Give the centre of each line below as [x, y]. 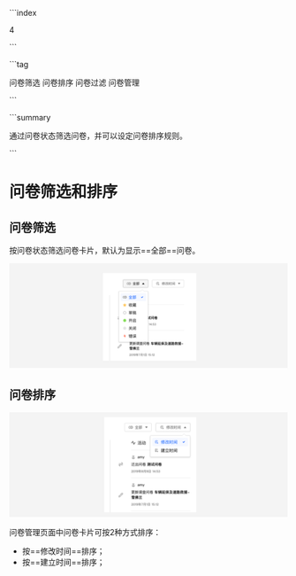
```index [23, 13]
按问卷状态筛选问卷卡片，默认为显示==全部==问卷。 [105, 250]
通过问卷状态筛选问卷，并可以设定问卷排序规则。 [98, 136]
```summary [30, 117]
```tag [19, 64]
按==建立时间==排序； [63, 562]
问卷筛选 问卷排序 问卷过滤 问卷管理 [74, 82]
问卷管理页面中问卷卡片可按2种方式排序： [85, 532]
